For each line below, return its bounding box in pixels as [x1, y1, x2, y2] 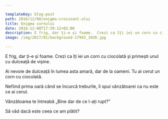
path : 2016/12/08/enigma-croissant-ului [5, 16, 91, 22]
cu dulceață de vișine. [5, 59, 51, 64]
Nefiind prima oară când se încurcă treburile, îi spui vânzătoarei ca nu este [5, 83, 159, 89]
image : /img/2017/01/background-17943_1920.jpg [5, 35, 106, 40]
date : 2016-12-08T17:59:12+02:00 [5, 26, 75, 31]
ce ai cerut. [5, 89, 28, 94]
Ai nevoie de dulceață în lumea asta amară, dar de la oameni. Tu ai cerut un [5, 68, 160, 74]
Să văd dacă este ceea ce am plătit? [5, 108, 80, 114]
